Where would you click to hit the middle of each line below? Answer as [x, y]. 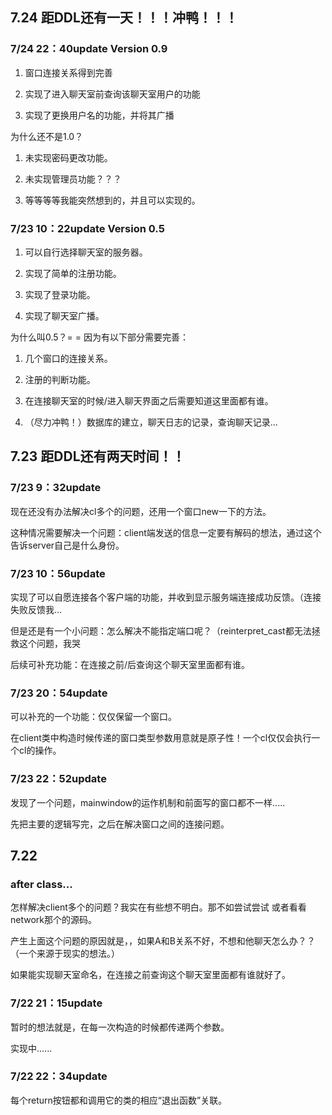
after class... [41, 884]
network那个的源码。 [53, 920]
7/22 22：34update [59, 1076]
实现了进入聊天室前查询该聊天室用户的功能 [112, 94]
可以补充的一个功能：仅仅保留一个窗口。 [93, 717]
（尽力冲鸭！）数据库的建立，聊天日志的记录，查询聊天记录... [151, 422]
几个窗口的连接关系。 [68, 358]
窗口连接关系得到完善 [68, 72]
